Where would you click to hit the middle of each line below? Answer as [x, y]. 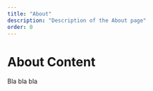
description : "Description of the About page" [77, 20]
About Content [51, 62]
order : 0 [20, 27]
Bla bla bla [22, 81]
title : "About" [30, 14]
